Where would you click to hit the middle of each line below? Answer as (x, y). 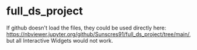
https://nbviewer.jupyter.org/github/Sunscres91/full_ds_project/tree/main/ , (98, 34)
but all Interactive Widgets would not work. (60, 40)
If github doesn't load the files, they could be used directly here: (86, 28)
